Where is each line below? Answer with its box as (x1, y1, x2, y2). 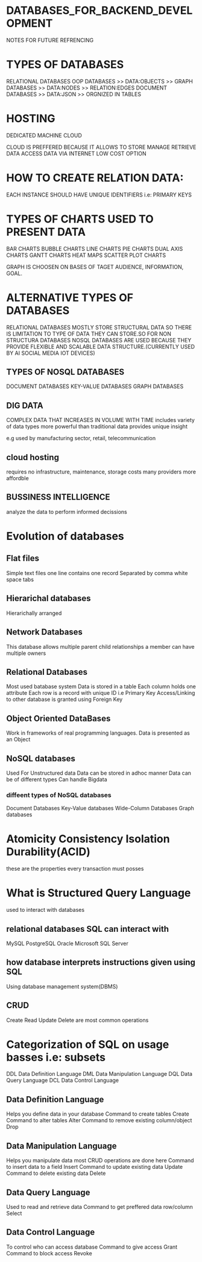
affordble (6, 475, 29, 482)
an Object (6, 736, 31, 743)
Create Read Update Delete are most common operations (6, 1016, 149, 1024)
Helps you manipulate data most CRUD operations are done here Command (6, 1157, 194, 1164)
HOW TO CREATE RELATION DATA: (6, 171, 184, 184)
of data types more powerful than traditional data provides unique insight (6, 423, 188, 430)
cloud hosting (6, 452, 59, 463)
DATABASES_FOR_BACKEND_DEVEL (6, 4, 193, 18)
